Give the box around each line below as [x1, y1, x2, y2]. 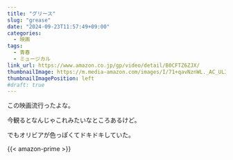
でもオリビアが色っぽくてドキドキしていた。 [7, 131, 135, 139]
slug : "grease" [7, 17, 51, 24]
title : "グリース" [7, 10, 56, 17]
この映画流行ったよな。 [7, 102, 74, 110]
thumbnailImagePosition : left [7, 74, 95, 82]
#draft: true [7, 81, 45, 88]
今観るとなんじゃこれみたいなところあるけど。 [7, 116, 141, 125]
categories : [7, 29, 42, 37]
